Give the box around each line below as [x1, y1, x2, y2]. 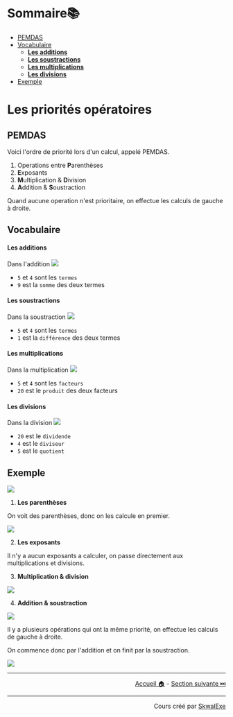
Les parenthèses [17, 498, 67, 506]
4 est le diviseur [17, 440, 64, 448]
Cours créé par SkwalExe [153, 702, 226, 710]
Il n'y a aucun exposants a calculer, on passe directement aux [7, 551, 184, 560]
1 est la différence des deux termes [17, 334, 121, 342]
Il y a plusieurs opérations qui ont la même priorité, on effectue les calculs [7, 625, 218, 633]
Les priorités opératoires [7, 102, 153, 118]
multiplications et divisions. [7, 559, 85, 567]
